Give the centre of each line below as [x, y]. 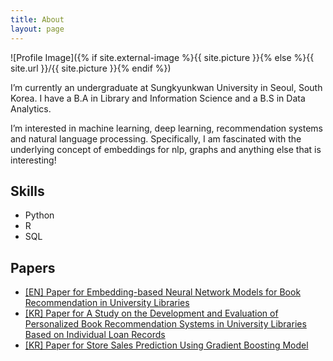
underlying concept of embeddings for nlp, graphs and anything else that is [166, 149]
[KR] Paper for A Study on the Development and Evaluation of [151, 313]
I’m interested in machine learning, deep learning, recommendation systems [166, 128]
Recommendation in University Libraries [107, 303]
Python [39, 215]
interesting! [33, 160]
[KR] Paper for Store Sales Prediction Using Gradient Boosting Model [166, 345]
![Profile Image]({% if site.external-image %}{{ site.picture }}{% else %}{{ [162, 57]
